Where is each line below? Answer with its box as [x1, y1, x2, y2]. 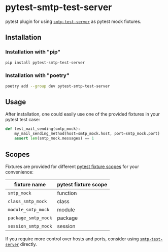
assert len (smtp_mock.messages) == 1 [14, 136, 94, 141]
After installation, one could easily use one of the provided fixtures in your [5, 111, 160, 117]
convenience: [5, 169, 34, 175]
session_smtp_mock [8, 223, 52, 229]
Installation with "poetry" [5, 72, 70, 79]
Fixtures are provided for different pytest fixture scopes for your [5, 163, 140, 170]
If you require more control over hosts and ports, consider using [5, 236, 139, 242]
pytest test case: [5, 117, 40, 123]
